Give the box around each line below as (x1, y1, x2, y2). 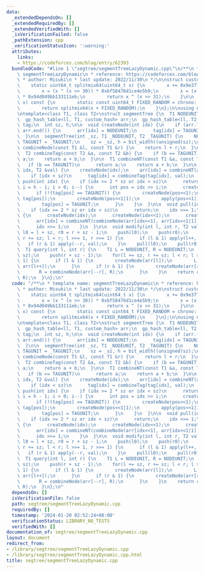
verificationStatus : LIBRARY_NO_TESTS (12, 518, 110, 524)
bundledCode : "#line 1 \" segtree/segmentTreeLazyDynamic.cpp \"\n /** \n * (12, 65, 200, 72)
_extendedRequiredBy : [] (12, 20, 75, 26)
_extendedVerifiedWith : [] (12, 26, 80, 32)
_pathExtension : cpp (12, 37, 64, 43)
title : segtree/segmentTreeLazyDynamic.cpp (6, 557, 118, 563)
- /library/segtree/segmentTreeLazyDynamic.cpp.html (6, 552, 143, 558)
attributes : (12, 49, 42, 55)
